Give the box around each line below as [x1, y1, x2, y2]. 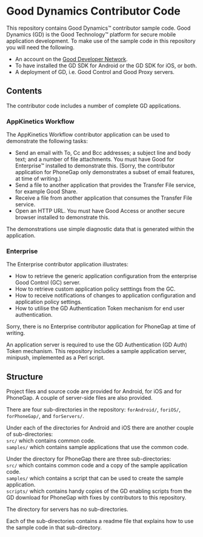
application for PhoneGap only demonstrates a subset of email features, [15, 169, 195, 176]
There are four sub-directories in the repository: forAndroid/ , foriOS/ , [6, 406, 181, 413]
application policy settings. [15, 299, 82, 306]
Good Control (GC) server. [15, 279, 81, 286]
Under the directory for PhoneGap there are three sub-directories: [6, 455, 171, 462]
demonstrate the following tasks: [6, 138, 88, 145]
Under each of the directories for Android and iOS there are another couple [6, 424, 194, 431]
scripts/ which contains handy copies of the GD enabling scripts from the [6, 487, 192, 495]
